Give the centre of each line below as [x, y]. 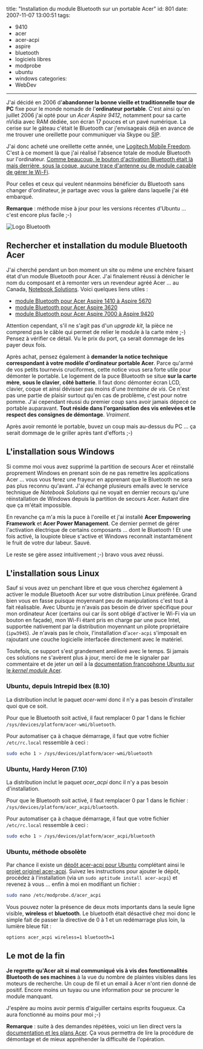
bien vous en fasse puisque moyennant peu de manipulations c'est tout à [97, 601]
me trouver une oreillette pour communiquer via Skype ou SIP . [84, 135]
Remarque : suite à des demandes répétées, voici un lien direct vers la [94, 1026]
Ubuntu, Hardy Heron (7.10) [47, 769]
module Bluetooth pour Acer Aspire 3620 [66, 307]
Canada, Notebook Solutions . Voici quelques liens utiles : [77, 289]
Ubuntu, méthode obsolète [46, 851]
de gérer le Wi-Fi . [28, 172]
